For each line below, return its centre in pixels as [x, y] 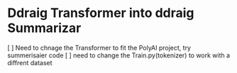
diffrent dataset [30, 62]
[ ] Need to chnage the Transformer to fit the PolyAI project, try [99, 47]
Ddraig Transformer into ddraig [101, 13]
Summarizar [44, 28]
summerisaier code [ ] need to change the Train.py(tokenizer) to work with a [119, 55]
